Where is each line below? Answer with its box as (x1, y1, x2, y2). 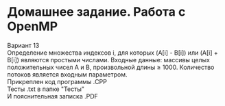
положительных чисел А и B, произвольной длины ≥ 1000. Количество (7, 63, 215, 71)
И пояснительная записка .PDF (7, 92, 98, 100)
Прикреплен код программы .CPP (7, 77, 108, 85)
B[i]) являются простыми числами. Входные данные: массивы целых (7, 55, 211, 64)
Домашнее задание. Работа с (7, 4, 186, 20)
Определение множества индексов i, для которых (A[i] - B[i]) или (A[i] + (7, 49, 218, 57)
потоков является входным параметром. (7, 70, 128, 79)
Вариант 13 (7, 41, 40, 49)
